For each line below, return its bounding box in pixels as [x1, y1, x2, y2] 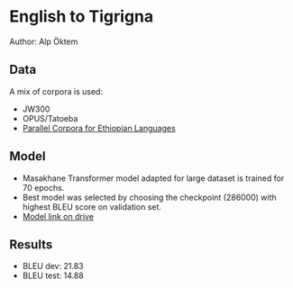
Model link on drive [22, 211, 95, 221]
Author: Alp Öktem [9, 36, 78, 47]
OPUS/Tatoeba [22, 112, 78, 123]
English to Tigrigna [9, 6, 154, 27]
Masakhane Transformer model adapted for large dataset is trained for [22, 173, 285, 184]
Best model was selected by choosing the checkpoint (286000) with [22, 192, 277, 202]
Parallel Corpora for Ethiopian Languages [22, 122, 176, 133]
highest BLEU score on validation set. [22, 201, 162, 212]
